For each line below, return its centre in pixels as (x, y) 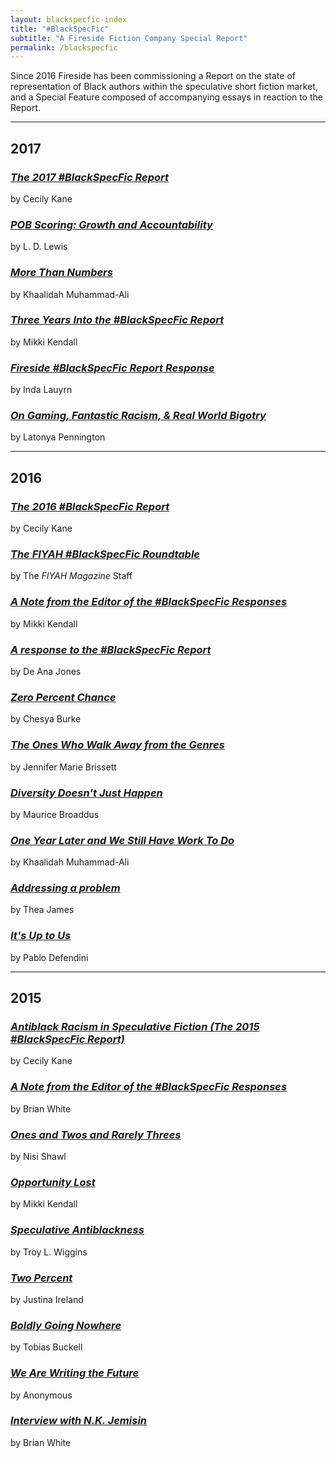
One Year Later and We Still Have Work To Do (122, 840)
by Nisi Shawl (38, 1157)
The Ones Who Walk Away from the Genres (117, 745)
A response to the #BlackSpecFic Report (111, 649)
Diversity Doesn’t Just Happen (86, 793)
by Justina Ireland (47, 1299)
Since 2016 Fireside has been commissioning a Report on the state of (153, 76)
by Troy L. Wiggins (49, 1252)
